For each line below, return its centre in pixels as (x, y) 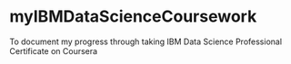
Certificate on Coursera (54, 50)
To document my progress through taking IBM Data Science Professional (146, 41)
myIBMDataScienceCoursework (133, 17)
